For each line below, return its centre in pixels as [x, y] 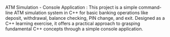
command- [150, 7]
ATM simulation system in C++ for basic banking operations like [81, 13]
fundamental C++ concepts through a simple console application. [74, 29]
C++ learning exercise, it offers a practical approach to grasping [73, 23]
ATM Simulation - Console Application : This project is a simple [71, 7]
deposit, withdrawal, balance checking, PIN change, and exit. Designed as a [85, 18]
